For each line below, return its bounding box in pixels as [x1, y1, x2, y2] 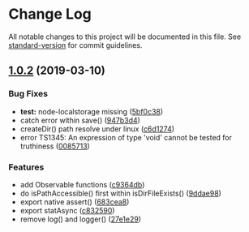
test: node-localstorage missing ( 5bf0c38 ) [19, 106, 164, 116]
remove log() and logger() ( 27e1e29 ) [19, 214, 142, 224]
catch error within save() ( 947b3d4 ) [19, 115, 140, 125]
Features [8, 161, 45, 173]
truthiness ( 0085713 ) [19, 141, 91, 151]
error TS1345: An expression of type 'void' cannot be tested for [19, 132, 233, 142]
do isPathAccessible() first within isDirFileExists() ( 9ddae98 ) [19, 188, 221, 198]
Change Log [8, 5, 92, 24]
